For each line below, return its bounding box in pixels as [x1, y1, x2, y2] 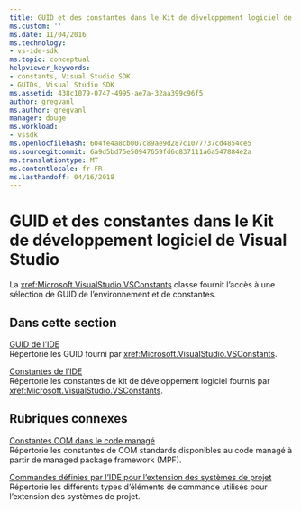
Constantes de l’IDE [9, 366, 83, 377]
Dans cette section [9, 315, 117, 330]
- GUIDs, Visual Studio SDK [9, 80, 115, 89]
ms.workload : [9, 123, 59, 132]
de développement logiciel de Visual [9, 231, 287, 251]
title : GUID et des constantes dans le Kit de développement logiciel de [9, 13, 293, 23]
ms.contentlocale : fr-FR [9, 164, 103, 173]
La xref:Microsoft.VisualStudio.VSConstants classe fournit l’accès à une [9, 279, 276, 290]
